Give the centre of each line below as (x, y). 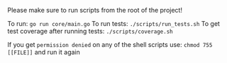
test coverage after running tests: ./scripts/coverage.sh (90, 31)
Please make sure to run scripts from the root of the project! (95, 10)
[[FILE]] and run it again (44, 52)
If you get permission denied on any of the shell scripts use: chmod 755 (110, 44)
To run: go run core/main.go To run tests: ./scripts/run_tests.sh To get (113, 23)
